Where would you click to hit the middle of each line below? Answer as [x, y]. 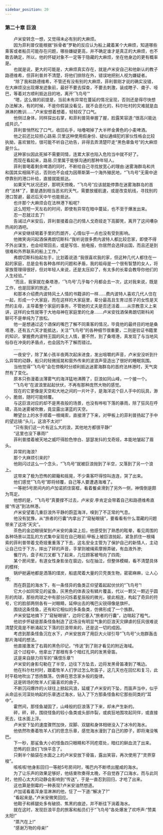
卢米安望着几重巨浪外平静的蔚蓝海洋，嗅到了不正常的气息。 [73, 512]
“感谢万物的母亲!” [31, 828]
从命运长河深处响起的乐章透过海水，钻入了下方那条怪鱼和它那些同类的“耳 [78, 694]
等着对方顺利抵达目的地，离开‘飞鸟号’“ [52, 93]
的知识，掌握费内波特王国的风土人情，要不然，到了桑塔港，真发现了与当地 [79, 336]
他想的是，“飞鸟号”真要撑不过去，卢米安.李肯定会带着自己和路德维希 [82, 500]
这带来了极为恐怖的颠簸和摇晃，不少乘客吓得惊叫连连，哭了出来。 [79, 476]
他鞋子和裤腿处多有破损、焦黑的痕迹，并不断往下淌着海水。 [73, 803]
